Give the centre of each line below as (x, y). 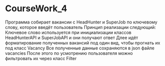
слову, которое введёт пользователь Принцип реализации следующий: (81, 27)
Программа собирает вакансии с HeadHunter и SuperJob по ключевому (81, 22)
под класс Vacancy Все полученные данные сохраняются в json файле (80, 48)
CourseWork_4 (36, 9)
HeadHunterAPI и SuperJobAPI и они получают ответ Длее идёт (72, 38)
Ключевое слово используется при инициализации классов (68, 32)
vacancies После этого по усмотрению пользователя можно (69, 53)
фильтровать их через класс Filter (41, 58)
